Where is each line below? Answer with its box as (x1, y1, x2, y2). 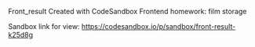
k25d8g (8, 31, 34, 39)
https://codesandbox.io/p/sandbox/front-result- (81, 22, 236, 31)
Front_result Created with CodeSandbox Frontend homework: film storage (8, 7, 247, 16)
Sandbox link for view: (8, 22, 80, 31)
